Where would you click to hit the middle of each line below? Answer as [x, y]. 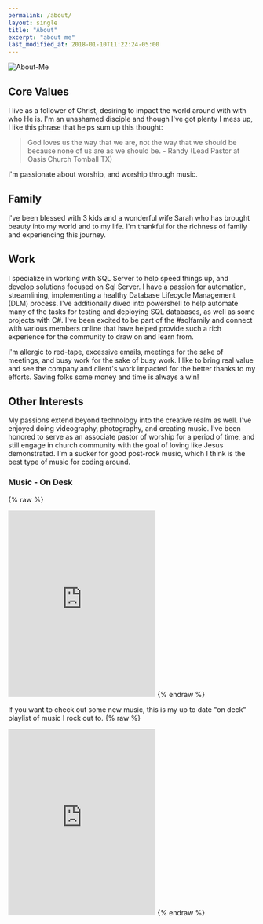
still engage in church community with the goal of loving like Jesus [116, 445]
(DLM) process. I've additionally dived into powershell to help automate [123, 303]
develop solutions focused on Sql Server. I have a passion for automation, [127, 287]
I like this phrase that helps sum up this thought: [86, 127]
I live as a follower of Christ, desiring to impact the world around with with [127, 110]
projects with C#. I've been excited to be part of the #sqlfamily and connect [130, 320]
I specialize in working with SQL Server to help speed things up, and [119, 278]
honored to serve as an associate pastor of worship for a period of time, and [131, 437]
